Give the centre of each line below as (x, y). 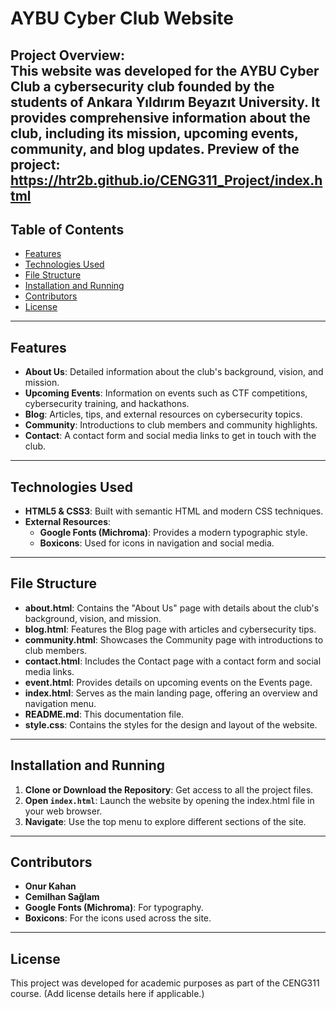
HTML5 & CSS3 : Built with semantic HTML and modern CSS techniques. (174, 511)
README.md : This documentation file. (104, 714)
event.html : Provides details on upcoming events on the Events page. (168, 682)
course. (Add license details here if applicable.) (107, 994)
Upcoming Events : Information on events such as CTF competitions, (166, 393)
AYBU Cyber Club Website (122, 18)
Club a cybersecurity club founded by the (142, 86)
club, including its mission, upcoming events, (154, 133)
